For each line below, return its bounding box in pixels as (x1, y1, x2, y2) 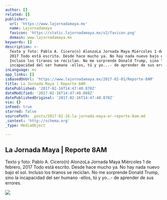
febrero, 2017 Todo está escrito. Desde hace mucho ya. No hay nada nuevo (5, 164, 160, 170)
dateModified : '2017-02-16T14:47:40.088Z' (5, 91, 94, 96)
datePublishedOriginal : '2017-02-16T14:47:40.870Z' (5, 95, 114, 100)
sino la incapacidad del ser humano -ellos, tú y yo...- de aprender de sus (5, 175, 154, 181)
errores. (5, 180, 21, 186)
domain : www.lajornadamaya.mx (9, 35, 72, 40)
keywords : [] (5, 40, 32, 45)
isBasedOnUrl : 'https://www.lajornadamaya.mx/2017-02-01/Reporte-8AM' (5, 77, 155, 82)
